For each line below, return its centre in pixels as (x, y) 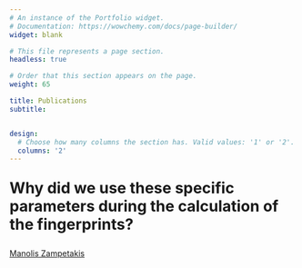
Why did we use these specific (122, 188)
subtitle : (28, 109)
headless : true (38, 60)
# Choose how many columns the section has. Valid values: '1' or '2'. (156, 142)
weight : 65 (30, 84)
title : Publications (49, 101)
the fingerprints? (72, 224)
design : (24, 134)
